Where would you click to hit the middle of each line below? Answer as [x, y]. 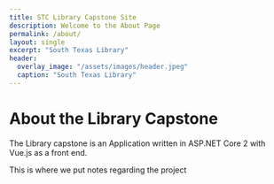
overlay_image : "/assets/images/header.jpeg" [103, 67]
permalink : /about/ [45, 34]
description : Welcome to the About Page [85, 26]
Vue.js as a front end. [48, 152]
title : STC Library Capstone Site [73, 17]
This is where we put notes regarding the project [98, 170]
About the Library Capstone [114, 118]
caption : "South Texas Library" [77, 75]
